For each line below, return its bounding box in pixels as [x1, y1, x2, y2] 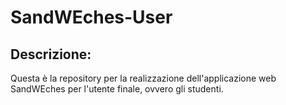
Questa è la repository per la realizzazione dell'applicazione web [10, 72, 277, 84]
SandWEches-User [10, 6, 173, 29]
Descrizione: [10, 46, 92, 63]
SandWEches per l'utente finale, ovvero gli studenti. [10, 83, 224, 95]
